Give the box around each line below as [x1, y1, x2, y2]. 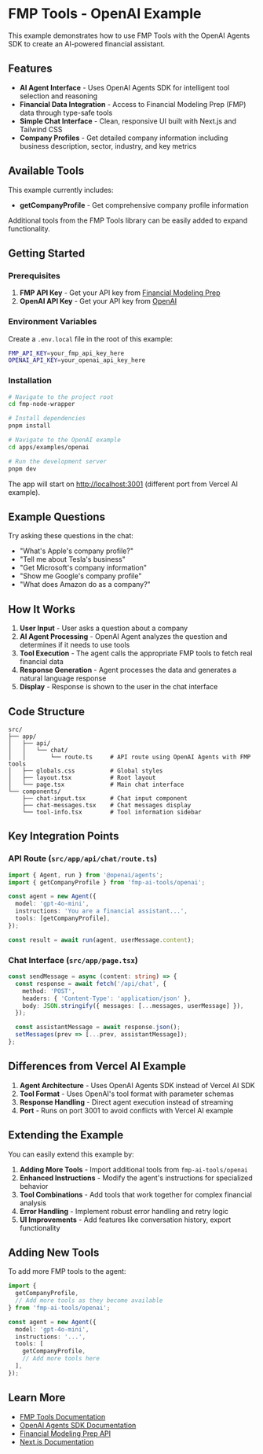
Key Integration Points [8, 829, 119, 843]
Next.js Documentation [19, 1437, 94, 1446]
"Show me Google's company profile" [19, 571, 142, 581]
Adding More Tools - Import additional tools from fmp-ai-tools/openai [19, 1164, 249, 1174]
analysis [19, 1198, 47, 1208]
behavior [19, 1181, 49, 1190]
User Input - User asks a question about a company [19, 623, 188, 633]
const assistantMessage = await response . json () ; [15, 1024, 181, 1031]
